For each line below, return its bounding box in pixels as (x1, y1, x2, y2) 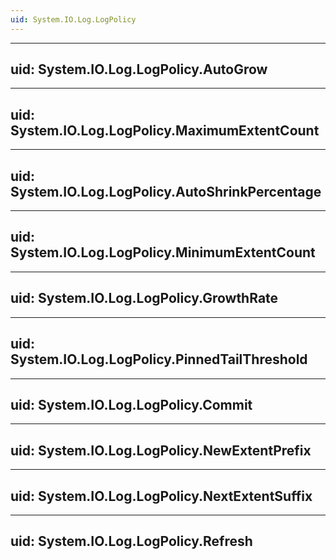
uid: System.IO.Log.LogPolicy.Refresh (10, 533, 253, 550)
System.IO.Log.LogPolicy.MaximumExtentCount (10, 122, 320, 139)
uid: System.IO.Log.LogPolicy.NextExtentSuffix (10, 487, 313, 505)
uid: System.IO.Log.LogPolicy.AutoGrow (10, 61, 268, 78)
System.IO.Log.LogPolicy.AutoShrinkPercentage (10, 183, 322, 200)
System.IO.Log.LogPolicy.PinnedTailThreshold (10, 351, 308, 368)
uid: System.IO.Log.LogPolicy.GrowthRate (10, 290, 279, 307)
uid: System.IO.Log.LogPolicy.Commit (10, 396, 253, 413)
